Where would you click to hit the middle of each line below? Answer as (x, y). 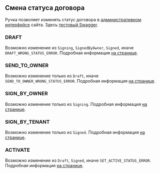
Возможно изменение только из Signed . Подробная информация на (75, 132)
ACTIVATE (17, 150)
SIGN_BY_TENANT (27, 122)
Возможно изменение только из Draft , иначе (52, 76)
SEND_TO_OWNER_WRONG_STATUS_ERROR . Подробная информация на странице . (80, 81)
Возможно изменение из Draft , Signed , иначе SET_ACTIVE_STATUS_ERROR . (78, 160)
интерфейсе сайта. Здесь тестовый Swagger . (52, 25)
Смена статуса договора (45, 8)
